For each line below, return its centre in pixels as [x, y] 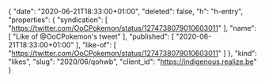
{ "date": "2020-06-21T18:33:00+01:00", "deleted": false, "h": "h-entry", [126, 11]
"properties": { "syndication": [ [58, 20]
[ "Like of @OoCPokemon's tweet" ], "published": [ [91, 36]
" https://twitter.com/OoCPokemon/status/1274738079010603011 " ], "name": [132, 28]
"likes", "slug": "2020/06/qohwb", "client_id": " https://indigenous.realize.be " [132, 61]
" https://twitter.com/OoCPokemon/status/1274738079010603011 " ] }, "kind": [132, 53]
